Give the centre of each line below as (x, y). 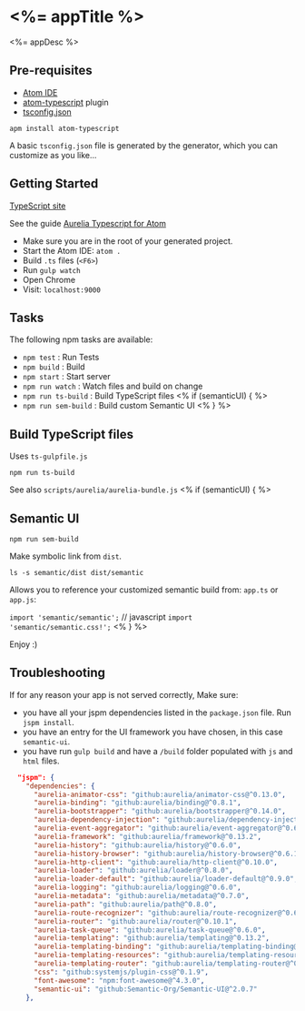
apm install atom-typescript (64, 128)
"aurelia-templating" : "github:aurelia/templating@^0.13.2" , (152, 938)
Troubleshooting (58, 673)
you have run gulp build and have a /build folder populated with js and (157, 751)
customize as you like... (53, 155)
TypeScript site (38, 206)
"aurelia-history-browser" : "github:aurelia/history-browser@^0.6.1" (167, 854)
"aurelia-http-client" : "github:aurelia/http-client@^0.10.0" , (156, 862)
